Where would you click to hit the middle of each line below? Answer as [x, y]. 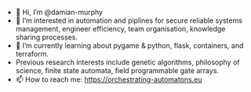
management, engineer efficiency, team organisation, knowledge [120, 29]
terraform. [32, 54]
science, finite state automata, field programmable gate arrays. [117, 70]
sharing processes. [47, 37]
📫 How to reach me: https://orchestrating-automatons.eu [109, 79]
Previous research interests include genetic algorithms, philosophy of [127, 62]
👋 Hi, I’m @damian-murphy [59, 12]
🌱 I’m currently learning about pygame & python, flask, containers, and [129, 46]
